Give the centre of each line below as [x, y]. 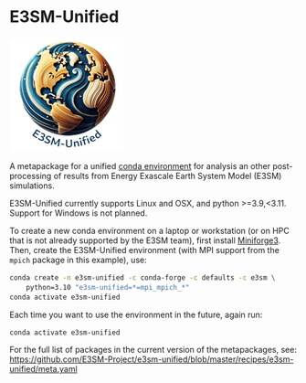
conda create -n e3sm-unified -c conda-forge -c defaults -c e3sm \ [142, 277]
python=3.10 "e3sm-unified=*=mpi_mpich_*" [108, 287]
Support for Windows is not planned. [79, 213]
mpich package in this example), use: [79, 260]
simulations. [32, 186]
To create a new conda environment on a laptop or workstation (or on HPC [149, 230]
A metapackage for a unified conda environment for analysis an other [140, 165]
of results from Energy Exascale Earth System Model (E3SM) [168, 176]
